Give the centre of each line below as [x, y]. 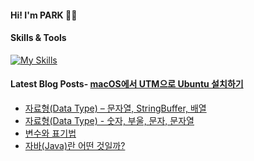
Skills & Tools [38, 38]
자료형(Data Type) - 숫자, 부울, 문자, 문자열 [109, 120]
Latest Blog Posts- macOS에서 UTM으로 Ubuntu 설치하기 [127, 84]
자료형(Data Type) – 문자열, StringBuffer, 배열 [115, 108]
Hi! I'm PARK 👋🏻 [44, 15]
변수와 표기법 [50, 133]
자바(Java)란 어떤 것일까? [75, 145]
